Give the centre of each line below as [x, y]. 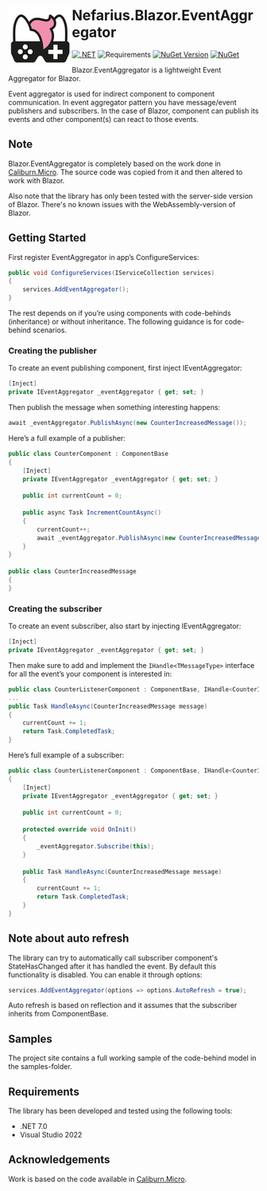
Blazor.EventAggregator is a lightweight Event [147, 69]
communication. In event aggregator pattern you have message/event [122, 102]
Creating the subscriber [55, 608]
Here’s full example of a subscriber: [66, 755]
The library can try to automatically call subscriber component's [113, 957]
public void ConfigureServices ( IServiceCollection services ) [112, 273]
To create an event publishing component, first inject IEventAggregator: [125, 368]
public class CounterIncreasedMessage [72, 572]
